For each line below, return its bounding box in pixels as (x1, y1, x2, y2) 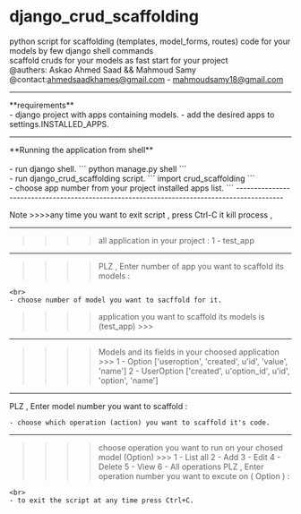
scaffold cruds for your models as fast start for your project (9, 55, 228, 65)
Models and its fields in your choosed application (98, 347, 280, 357)
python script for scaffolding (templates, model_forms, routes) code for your (9, 36, 291, 47)
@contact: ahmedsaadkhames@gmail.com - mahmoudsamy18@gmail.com (9, 73, 284, 84)
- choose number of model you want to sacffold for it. (9, 296, 222, 304)
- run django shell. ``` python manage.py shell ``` (9, 163, 187, 174)
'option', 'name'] (98, 374, 159, 386)
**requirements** (9, 99, 74, 110)
